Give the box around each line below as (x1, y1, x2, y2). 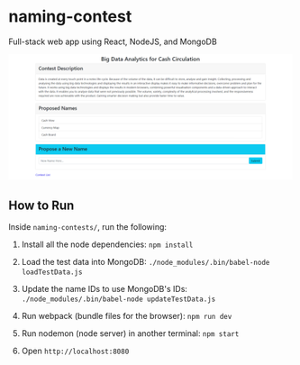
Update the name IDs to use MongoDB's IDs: (21, 284, 188, 295)
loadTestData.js (21, 268, 83, 277)
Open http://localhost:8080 (21, 345, 130, 357)
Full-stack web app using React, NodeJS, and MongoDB (8, 36, 217, 47)
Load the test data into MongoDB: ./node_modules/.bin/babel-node (21, 257, 270, 268)
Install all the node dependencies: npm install (21, 239, 194, 250)
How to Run (8, 197, 75, 213)
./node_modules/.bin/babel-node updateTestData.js (21, 295, 216, 304)
